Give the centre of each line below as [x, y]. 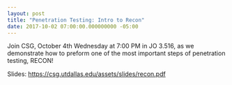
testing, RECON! [30, 61]
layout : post [26, 13]
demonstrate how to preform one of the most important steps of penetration [116, 53]
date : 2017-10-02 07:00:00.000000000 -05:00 [73, 26]
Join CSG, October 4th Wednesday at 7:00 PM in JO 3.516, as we [101, 46]
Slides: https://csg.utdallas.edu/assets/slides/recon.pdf [86, 74]
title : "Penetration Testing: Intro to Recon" [76, 20]
